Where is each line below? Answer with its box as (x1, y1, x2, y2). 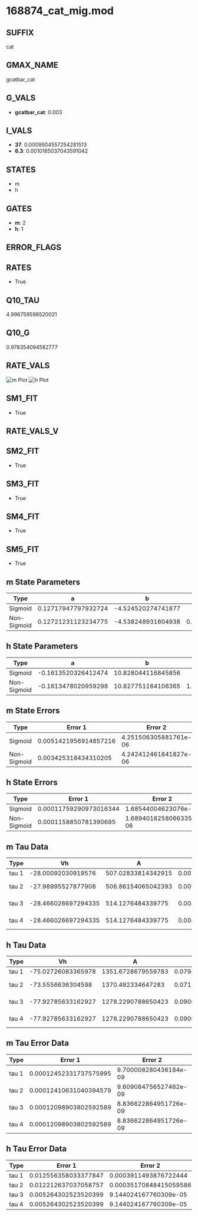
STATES (6, 164, 37, 174)
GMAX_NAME (6, 60, 59, 70)
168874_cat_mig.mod (6, 4, 114, 18)
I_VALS (6, 125, 32, 136)
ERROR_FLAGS (6, 243, 62, 253)
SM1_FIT (6, 394, 38, 404)
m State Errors (6, 706, 60, 716)
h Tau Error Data (6, 1144, 67, 1154)
